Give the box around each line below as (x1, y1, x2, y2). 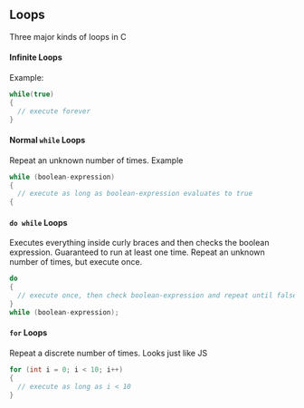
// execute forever (17, 106, 91, 116)
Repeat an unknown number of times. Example (9, 154, 184, 166)
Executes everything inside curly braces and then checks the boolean (9, 238, 270, 248)
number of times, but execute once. (9, 257, 143, 267)
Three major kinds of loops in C (9, 31, 127, 42)
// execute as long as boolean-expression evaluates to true (17, 189, 253, 199)
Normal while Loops (9, 135, 86, 146)
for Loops (9, 327, 48, 338)
